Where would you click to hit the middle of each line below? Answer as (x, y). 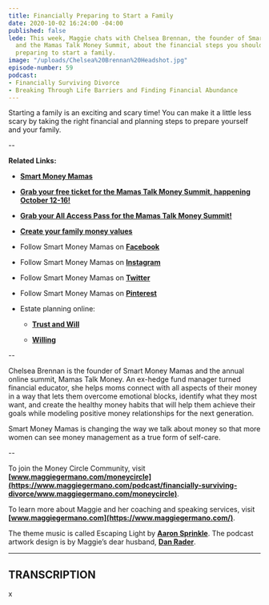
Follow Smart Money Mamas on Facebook (90, 247)
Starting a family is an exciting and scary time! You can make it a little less (130, 113)
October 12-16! (45, 200)
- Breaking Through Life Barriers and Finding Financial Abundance (123, 90)
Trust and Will (56, 324)
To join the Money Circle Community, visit (77, 468)
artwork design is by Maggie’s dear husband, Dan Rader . (102, 542)
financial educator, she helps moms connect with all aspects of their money (133, 388)
